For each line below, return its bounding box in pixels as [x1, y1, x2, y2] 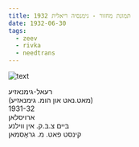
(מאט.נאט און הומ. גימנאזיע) [8, 96, 94, 104]
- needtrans [15, 49, 56, 57]
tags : [8, 27, 27, 35]
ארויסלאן [8, 112, 35, 121]
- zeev [15, 34, 38, 43]
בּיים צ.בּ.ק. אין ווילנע [8, 121, 70, 130]
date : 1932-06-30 [8, 19, 67, 27]
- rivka [15, 42, 42, 50]
